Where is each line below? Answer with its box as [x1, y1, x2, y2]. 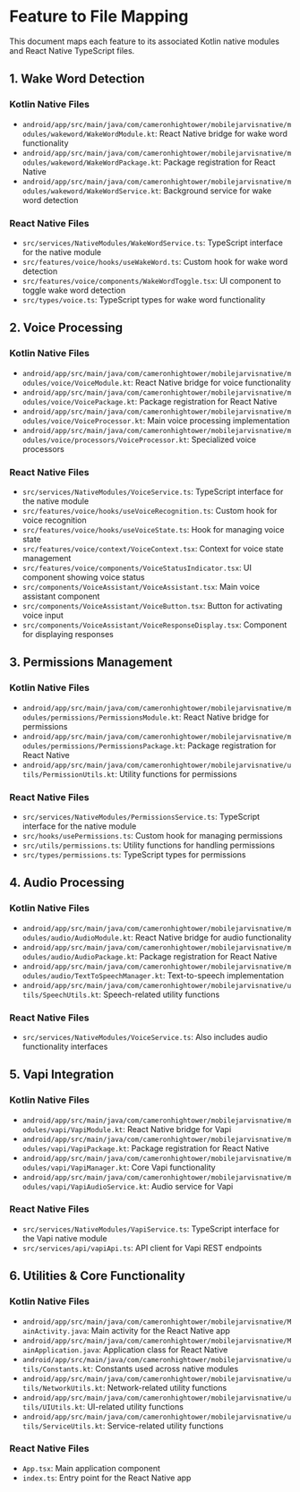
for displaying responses [21, 628, 114, 639]
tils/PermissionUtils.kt [21, 770, 116, 780]
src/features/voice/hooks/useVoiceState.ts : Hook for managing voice [21, 524, 285, 534]
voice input [21, 610, 64, 620]
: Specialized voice [186, 434, 257, 445]
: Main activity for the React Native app [86, 1325, 231, 1335]
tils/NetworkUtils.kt [21, 1384, 103, 1393]
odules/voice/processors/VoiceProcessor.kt [21, 436, 188, 445]
